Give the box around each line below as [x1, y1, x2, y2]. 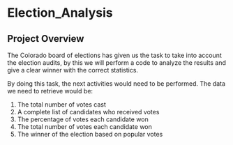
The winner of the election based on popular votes [17, 130, 163, 138]
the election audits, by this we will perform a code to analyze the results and [7, 59, 227, 67]
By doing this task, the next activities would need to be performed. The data [7, 79, 225, 88]
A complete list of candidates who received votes [17, 108, 160, 116]
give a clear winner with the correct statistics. [7, 66, 138, 74]
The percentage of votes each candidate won [17, 115, 149, 123]
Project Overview [7, 33, 84, 45]
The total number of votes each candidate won [17, 123, 152, 130]
